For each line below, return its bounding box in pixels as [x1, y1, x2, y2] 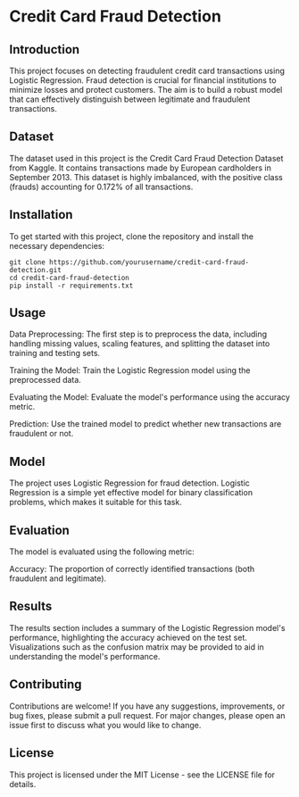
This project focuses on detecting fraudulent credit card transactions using [9, 65, 286, 76]
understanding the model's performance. [9, 651, 161, 661]
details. [9, 778, 37, 789]
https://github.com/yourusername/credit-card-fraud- [48, 257, 250, 267]
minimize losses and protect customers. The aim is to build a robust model [9, 85, 283, 95]
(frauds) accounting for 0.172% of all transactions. [9, 181, 194, 192]
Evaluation [9, 522, 70, 537]
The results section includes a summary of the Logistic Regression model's [9, 622, 286, 633]
